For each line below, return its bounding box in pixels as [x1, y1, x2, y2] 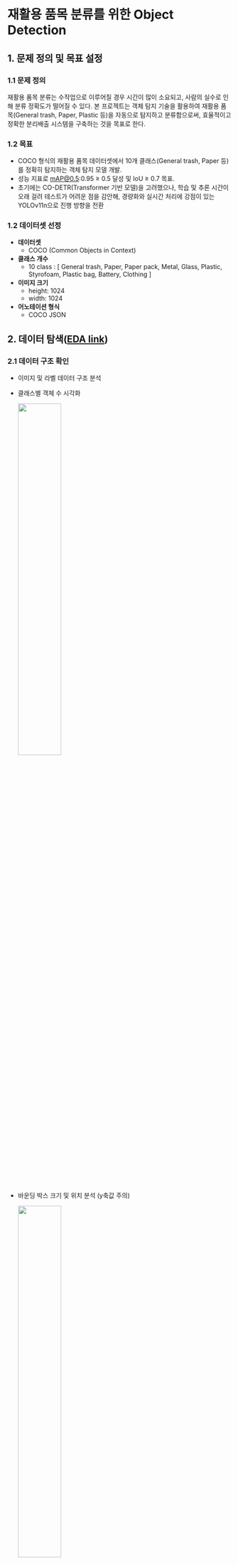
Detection [7, 22, 67, 38]
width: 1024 [28, 294, 63, 303]
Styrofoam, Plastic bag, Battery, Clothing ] [28, 270, 151, 278]
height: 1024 [28, 286, 65, 295]
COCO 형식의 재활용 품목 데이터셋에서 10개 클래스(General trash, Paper [17, 157, 220, 165]
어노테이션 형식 [17, 303, 60, 311]
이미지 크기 [17, 278, 48, 287]
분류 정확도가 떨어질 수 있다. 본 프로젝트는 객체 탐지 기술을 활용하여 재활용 [14, 101, 220, 110]
